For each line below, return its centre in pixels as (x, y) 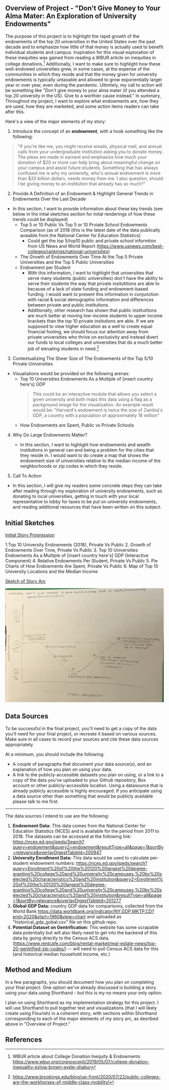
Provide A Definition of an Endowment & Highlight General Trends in (83, 194)
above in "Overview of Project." (38, 1024)
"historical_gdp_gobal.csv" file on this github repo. (65, 922)
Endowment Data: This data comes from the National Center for (79, 826)
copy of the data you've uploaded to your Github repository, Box (79, 780)
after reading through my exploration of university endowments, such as (87, 491)
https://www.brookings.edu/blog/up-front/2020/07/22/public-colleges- (87, 1077)
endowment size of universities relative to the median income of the (90, 461)
